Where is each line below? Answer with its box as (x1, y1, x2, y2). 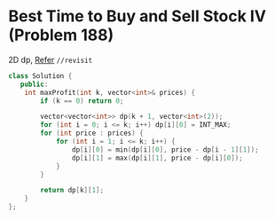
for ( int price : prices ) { (40, 129, 144, 138)
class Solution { (8, 71, 73, 81)
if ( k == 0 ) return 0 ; (40, 96, 124, 106)
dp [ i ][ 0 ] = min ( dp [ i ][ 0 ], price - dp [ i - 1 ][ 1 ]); (71, 145, 259, 154)
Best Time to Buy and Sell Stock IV (8, 6, 267, 27)
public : (20, 80, 49, 89)
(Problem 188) (8, 25, 114, 45)
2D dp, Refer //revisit (8, 54, 93, 65)
